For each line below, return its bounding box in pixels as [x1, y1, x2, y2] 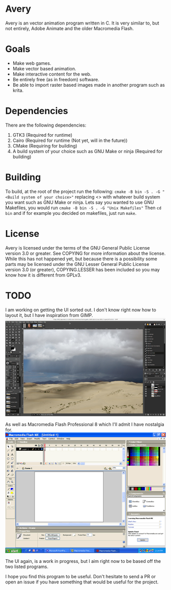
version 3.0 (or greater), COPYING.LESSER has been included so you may [5, 266, 160, 273]
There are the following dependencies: [5, 122, 87, 128]
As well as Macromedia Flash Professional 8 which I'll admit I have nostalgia [5, 421, 164, 427]
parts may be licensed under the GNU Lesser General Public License [5, 261, 149, 267]
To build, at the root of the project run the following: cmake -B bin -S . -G [5, 188, 160, 194]
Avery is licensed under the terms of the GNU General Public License [5, 244, 150, 251]
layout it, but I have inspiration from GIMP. [5, 312, 93, 318]
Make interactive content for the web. [12, 71, 92, 77]
